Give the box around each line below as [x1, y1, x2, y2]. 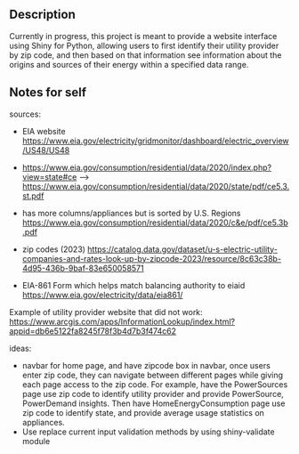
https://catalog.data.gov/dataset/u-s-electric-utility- [87, 244, 279, 255]
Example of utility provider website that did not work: [9, 306, 203, 317]
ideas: [9, 343, 32, 353]
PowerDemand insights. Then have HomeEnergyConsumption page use [21, 398, 286, 409]
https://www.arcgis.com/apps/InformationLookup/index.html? [9, 316, 236, 327]
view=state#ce [21, 171, 77, 182]
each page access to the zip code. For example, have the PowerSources [21, 378, 288, 390]
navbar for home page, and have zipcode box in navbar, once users [21, 360, 271, 370]
